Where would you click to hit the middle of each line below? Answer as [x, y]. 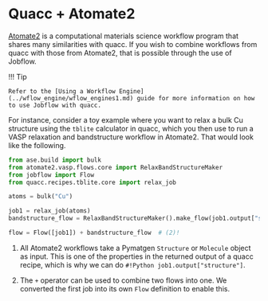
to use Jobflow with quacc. [55, 105]
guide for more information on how [196, 98]
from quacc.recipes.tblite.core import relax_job [93, 182]
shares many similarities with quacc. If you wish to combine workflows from [133, 44]
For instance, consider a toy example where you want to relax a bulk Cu [126, 119]
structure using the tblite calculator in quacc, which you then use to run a [131, 128]
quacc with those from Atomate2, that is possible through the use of [120, 53]
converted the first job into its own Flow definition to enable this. [124, 288]
